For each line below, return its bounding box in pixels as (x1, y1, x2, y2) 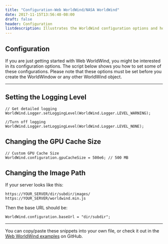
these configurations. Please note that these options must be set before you (5, 68, 162, 74)
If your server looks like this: (5, 182, 63, 188)
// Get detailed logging (5, 106, 57, 111)
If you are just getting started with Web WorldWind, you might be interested (5, 58, 161, 64)
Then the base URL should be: (5, 205, 67, 211)
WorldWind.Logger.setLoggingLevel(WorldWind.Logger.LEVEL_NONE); (5, 124, 144, 129)
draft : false (5, 17, 32, 22)
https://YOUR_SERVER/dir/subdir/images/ (5, 191, 91, 197)
